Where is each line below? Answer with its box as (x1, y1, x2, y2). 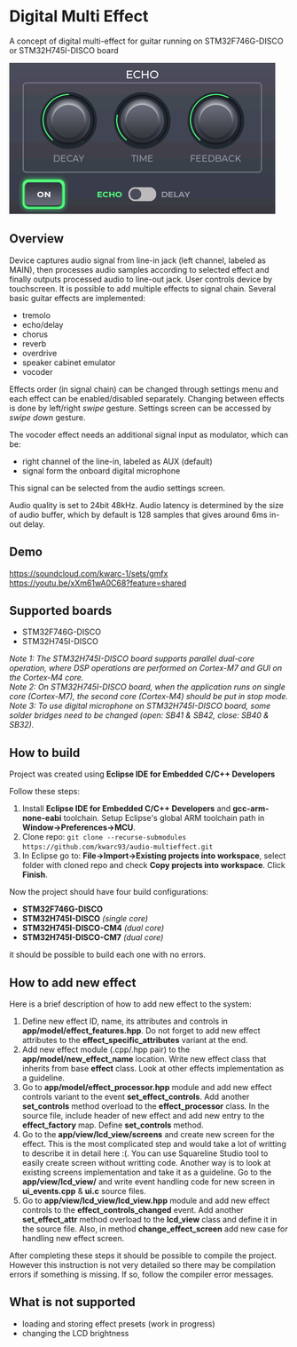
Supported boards (9, 602, 113, 618)
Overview (9, 231, 65, 246)
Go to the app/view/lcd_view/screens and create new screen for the (21, 1129, 275, 1139)
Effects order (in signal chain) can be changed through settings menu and (9, 384, 279, 395)
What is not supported (9, 1295, 136, 1310)
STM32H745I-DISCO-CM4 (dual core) (21, 922, 165, 934)
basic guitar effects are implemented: (9, 292, 146, 303)
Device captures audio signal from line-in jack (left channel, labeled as (9, 255, 266, 266)
